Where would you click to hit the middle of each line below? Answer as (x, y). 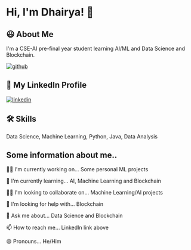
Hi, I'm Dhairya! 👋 (50, 12)
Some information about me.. (62, 155)
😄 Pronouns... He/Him (34, 242)
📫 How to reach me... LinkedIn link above (58, 228)
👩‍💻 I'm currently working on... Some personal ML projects (77, 169)
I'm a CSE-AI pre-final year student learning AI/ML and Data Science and (96, 48)
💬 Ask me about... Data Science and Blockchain (64, 216)
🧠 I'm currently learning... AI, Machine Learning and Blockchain (84, 181)
